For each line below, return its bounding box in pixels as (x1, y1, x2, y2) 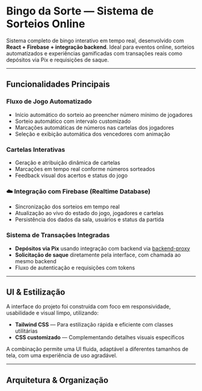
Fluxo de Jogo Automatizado (6, 98, 92, 106)
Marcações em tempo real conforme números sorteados (14, 165, 155, 172)
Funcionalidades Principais (6, 80, 110, 90)
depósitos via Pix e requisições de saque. (6, 56, 109, 63)
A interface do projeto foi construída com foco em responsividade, (6, 303, 171, 310)
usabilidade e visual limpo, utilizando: (6, 309, 99, 317)
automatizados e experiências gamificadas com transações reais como (6, 49, 183, 57)
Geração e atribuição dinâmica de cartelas (14, 158, 120, 166)
